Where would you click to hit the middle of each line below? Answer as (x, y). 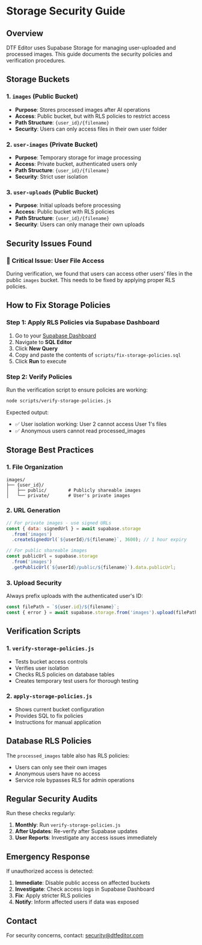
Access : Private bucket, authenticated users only (76, 164)
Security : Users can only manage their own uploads (80, 224)
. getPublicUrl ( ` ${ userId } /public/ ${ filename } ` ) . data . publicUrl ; (94, 567)
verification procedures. (36, 60)
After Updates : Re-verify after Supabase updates (76, 831)
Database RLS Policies (49, 741)
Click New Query (36, 348)
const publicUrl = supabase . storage (52, 556)
